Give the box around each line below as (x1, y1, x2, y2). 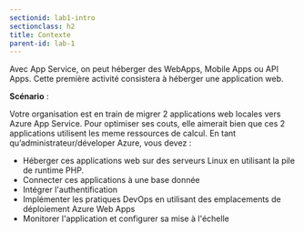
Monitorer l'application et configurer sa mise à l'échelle (22, 213, 229, 224)
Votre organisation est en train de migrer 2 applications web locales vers (9, 108, 281, 119)
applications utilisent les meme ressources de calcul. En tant (9, 128, 237, 139)
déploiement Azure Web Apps (22, 204, 136, 215)
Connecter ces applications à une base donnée (22, 175, 200, 186)
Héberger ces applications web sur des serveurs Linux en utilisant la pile (22, 156, 296, 167)
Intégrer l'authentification (22, 184, 118, 196)
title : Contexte (9, 30, 71, 39)
